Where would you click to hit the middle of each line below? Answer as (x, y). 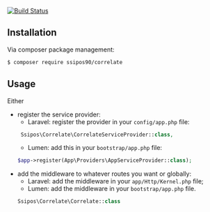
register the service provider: (59, 114)
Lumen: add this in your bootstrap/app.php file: (95, 148)
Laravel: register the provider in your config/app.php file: (108, 121)
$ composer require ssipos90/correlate (65, 62)
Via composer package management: (61, 50)
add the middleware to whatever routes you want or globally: (104, 174)
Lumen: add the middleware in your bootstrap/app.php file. (112, 189)
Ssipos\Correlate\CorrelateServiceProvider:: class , (97, 135)
